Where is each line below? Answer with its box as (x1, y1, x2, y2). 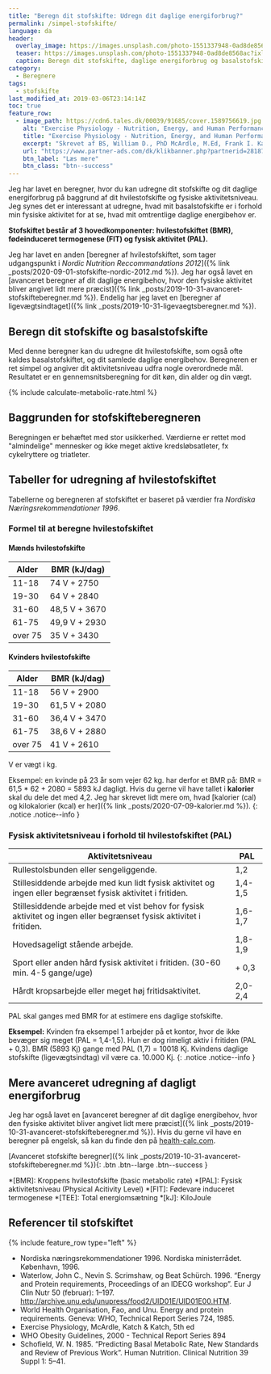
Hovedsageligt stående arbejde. (12, 939, 134, 950)
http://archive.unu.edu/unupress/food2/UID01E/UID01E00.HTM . (19, 1296, 231, 1305)
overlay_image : (15, 42, 67, 50)
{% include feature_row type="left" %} (8, 1237, 137, 1247)
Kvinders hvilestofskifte (8, 652, 91, 662)
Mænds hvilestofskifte (8, 543, 86, 553)
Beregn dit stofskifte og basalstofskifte (8, 325, 208, 338)
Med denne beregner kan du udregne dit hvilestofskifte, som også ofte (8, 346, 244, 355)
